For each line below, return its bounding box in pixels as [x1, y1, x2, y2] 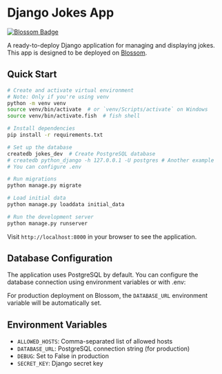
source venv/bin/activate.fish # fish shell [7, 113, 140, 120]
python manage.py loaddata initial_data [7, 201, 125, 208]
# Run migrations [7, 176, 57, 183]
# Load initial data [7, 195, 67, 202]
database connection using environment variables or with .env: [7, 278, 186, 286]
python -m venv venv [7, 100, 67, 106]
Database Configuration [7, 252, 113, 264]
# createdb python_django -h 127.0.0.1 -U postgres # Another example [7, 157, 214, 164]
